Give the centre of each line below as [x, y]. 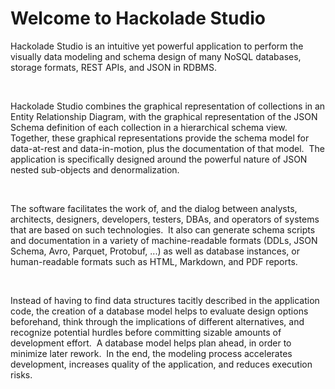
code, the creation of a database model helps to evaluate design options [159, 311]
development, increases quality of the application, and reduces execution [161, 364]
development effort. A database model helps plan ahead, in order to [151, 343]
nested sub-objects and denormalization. [95, 169]
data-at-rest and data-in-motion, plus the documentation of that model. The [167, 148]
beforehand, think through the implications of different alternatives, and [157, 321]
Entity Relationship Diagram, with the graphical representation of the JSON [164, 116]
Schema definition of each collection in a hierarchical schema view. [149, 127]
